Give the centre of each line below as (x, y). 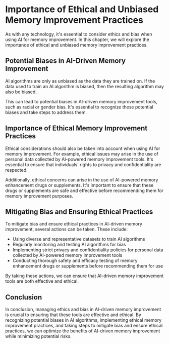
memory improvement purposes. (39, 196)
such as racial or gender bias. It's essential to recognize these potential (79, 107)
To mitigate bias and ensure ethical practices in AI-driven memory (74, 224)
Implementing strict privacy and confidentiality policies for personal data (88, 250)
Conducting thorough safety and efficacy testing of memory (75, 261)
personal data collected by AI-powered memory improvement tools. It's (79, 159)
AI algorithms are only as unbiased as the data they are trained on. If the (80, 81)
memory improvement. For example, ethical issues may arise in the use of (82, 154)
